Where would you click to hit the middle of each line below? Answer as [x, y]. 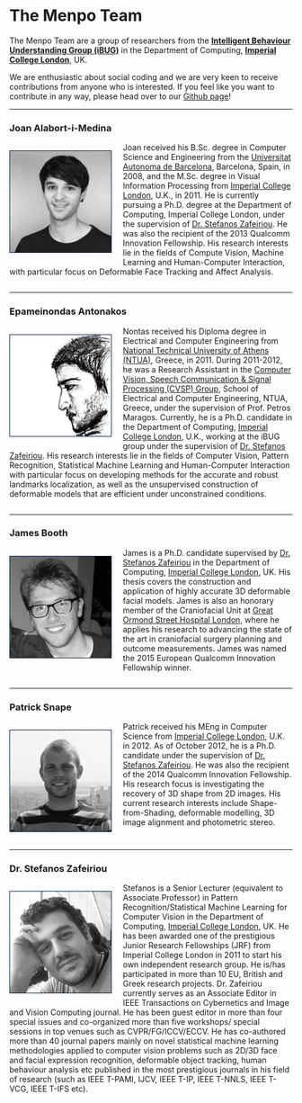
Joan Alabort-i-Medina [61, 128]
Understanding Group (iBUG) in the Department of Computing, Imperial [143, 49]
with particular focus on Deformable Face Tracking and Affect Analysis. [142, 272]
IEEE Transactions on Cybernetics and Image [206, 1003]
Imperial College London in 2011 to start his [202, 955]
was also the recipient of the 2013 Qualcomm [206, 234]
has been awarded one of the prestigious [199, 936]
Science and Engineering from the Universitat [207, 157]
